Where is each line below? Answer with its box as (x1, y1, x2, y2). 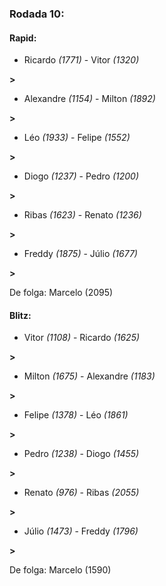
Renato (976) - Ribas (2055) (23, 487, 140, 499)
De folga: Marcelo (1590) (9, 564, 112, 576)
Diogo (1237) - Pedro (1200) (23, 170, 140, 182)
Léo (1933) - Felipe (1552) (23, 132, 131, 144)
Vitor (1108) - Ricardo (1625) (23, 332, 141, 344)
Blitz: (9, 309, 32, 321)
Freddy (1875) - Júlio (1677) (23, 248, 138, 260)
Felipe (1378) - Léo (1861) (23, 409, 129, 421)
